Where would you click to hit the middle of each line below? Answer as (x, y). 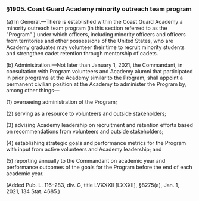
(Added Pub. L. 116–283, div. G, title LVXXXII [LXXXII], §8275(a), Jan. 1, (93, 185)
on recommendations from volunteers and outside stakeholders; (85, 132)
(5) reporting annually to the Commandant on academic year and (86, 161)
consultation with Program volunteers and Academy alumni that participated (99, 72)
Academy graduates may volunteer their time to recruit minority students (95, 47)
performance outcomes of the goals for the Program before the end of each (99, 167)
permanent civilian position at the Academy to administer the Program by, (96, 84)
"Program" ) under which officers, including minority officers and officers (96, 35)
